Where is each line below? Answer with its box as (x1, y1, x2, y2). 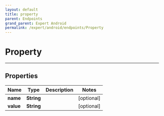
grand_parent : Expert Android (5, 21, 67, 26)
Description (45, 86, 74, 93)
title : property (5, 12, 38, 17)
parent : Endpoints (5, 16, 42, 21)
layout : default (5, 7, 38, 12)
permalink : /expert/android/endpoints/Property (5, 25, 104, 30)
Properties (5, 72, 38, 80)
